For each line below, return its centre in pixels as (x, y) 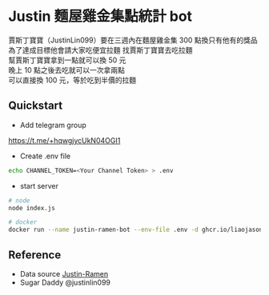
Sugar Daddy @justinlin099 (65, 282)
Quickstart (36, 106)
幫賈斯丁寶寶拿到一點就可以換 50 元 (67, 60)
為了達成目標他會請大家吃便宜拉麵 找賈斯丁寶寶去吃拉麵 (100, 50)
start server (39, 185)
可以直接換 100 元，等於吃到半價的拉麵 (72, 80)
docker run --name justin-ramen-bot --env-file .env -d (103, 230)
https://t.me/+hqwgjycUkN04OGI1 (64, 140)
